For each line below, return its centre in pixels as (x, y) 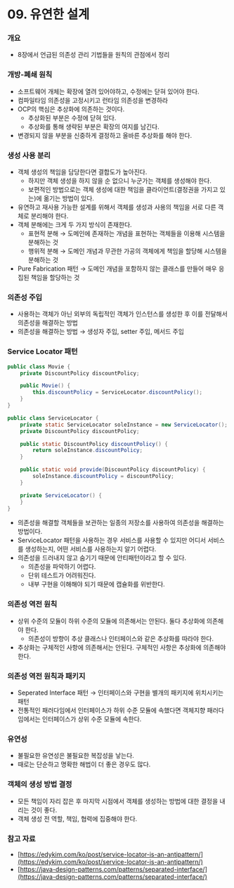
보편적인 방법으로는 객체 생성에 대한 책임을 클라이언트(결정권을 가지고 (123, 190)
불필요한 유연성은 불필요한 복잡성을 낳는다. (76, 756)
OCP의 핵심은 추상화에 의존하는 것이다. (71, 109)
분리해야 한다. (50, 216)
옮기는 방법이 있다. (69, 198)
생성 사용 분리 (29, 155)
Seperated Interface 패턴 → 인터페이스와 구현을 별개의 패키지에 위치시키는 (121, 693)
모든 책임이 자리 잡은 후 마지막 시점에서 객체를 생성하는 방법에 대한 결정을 (118, 801)
